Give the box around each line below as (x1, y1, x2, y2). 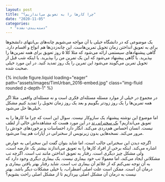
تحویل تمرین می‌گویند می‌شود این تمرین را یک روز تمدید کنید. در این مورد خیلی (5, 60, 148, 66)
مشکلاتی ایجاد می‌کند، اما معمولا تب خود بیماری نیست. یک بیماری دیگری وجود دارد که (5, 155, 160, 161)
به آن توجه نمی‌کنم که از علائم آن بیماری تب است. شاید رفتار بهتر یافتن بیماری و (5, 161, 150, 167)
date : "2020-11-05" (5, 16, 46, 21)
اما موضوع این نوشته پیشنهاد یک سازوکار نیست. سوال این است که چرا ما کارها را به (5, 115, 159, 121)
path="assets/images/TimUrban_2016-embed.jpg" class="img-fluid (5, 80, 143, 86)
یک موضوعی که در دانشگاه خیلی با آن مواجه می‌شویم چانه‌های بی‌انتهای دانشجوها (5, 39, 153, 45)
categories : (5, 21, 30, 26)
